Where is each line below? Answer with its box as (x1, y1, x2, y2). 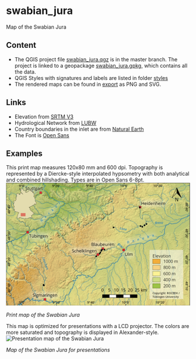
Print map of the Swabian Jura (6, 311, 80, 319)
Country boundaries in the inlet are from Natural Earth (14, 126, 144, 133)
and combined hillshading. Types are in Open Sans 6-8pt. (6, 176, 145, 183)
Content (6, 40, 37, 50)
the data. (14, 68, 36, 75)
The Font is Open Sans (14, 131, 69, 138)
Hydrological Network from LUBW (14, 119, 97, 126)
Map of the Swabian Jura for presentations (6, 346, 110, 354)
